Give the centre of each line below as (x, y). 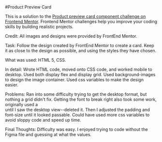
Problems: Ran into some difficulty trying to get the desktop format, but (76, 94)
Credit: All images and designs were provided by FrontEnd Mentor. (71, 36)
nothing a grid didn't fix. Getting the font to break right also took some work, (81, 99)
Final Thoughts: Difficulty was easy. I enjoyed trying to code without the (77, 129)
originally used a (22, 104)
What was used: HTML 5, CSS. (36, 60)
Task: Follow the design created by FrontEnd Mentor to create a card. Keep (80, 45)
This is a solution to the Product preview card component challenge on (75, 16)
